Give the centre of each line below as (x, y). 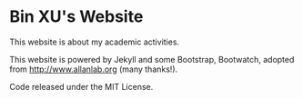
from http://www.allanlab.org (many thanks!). (94, 69)
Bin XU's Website (76, 17)
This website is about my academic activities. (95, 42)
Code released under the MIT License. (81, 86)
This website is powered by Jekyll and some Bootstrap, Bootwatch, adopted (152, 59)
